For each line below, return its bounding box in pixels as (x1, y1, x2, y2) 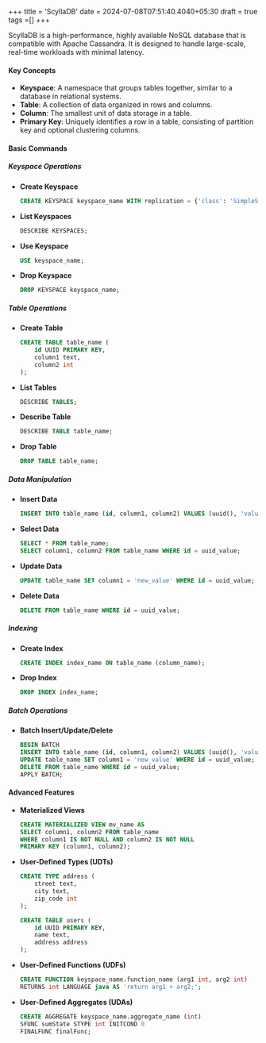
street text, (34, 880, 78, 888)
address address (34, 938, 88, 947)
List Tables (19, 383, 57, 392)
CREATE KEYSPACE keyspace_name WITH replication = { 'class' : (19, 197, 227, 205)
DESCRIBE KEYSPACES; (19, 226, 88, 235)
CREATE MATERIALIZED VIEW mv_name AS (19, 821, 145, 829)
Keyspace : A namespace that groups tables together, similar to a (19, 83, 233, 93)
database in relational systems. (19, 91, 121, 102)
